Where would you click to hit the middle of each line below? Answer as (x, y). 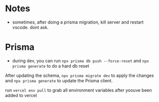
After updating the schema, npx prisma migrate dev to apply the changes (79, 75)
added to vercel (21, 95)
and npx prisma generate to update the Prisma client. (59, 80)
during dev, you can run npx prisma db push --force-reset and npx (80, 61)
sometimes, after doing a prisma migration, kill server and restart (78, 22)
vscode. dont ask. (30, 27)
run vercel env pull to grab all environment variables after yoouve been (79, 90)
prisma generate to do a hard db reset (51, 66)
